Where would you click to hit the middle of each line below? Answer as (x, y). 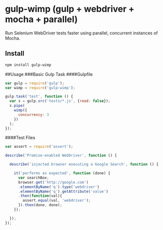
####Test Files (20, 138)
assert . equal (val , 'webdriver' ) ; (57, 201)
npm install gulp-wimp (28, 65)
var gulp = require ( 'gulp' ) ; (35, 83)
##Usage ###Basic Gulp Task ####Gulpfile (49, 74)
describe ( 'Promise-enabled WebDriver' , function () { (61, 156)
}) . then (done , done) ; (40, 205)
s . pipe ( (17, 106)
